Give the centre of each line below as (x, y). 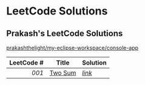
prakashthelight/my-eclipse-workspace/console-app (72, 48)
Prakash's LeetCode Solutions (65, 33)
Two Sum (63, 73)
